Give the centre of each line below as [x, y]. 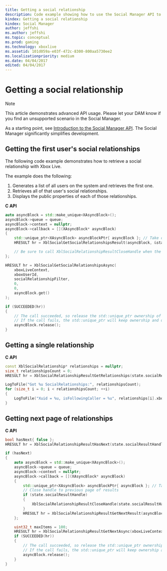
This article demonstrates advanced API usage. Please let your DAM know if [83, 113]
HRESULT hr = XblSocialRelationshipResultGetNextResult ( [83, 513]
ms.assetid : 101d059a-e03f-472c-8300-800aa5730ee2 [59, 51]
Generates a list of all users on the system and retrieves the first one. [83, 186]
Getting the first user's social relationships [73, 149]
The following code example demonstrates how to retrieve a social [73, 161]
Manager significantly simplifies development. [52, 134]
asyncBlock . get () [32, 293]
